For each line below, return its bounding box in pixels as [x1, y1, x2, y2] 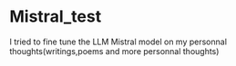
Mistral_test [9, 6, 102, 27]
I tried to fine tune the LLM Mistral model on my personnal [9, 36, 228, 47]
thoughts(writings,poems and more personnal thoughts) [9, 45, 220, 56]
